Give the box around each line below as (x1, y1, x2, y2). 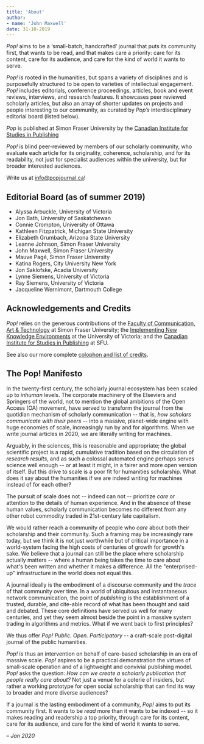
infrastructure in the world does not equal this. (16, 569, 133, 576)
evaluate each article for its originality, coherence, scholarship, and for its (6, 149, 191, 157)
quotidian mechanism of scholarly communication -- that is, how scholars (6, 410, 192, 418)
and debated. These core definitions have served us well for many (6, 607, 172, 614)
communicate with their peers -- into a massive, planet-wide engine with (6, 417, 189, 424)
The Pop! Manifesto (6, 368, 83, 379)
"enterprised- (163, 562, 198, 570)
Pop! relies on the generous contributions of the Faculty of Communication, (6, 320, 195, 327)
